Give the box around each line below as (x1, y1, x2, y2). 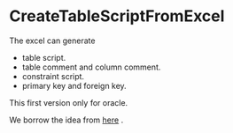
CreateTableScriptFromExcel (9, 6, 225, 26)
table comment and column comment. (21, 62, 161, 72)
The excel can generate (9, 35, 96, 46)
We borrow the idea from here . (9, 115, 124, 125)
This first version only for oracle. (9, 97, 128, 107)
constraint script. (21, 70, 85, 81)
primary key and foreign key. (21, 80, 127, 91)
